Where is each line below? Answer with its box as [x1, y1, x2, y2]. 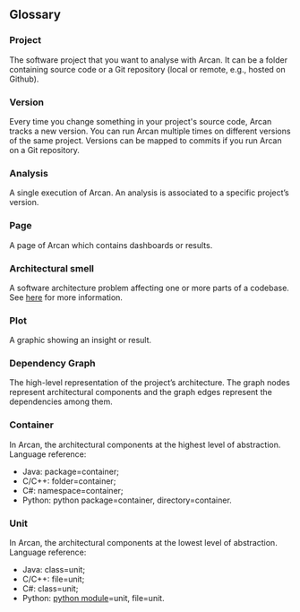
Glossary [9, 7, 61, 22]
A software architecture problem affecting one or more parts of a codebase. [9, 282, 289, 293]
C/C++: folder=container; [21, 475, 116, 487]
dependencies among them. [9, 396, 114, 407]
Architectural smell [9, 262, 95, 274]
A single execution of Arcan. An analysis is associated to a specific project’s [9, 187, 289, 198]
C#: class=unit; [21, 583, 79, 594]
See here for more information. [9, 291, 124, 303]
